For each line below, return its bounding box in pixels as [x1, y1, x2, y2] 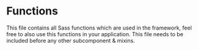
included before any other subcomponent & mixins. [6, 37, 136, 44]
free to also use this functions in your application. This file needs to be [6, 30, 183, 37]
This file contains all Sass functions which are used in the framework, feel [6, 24, 193, 31]
